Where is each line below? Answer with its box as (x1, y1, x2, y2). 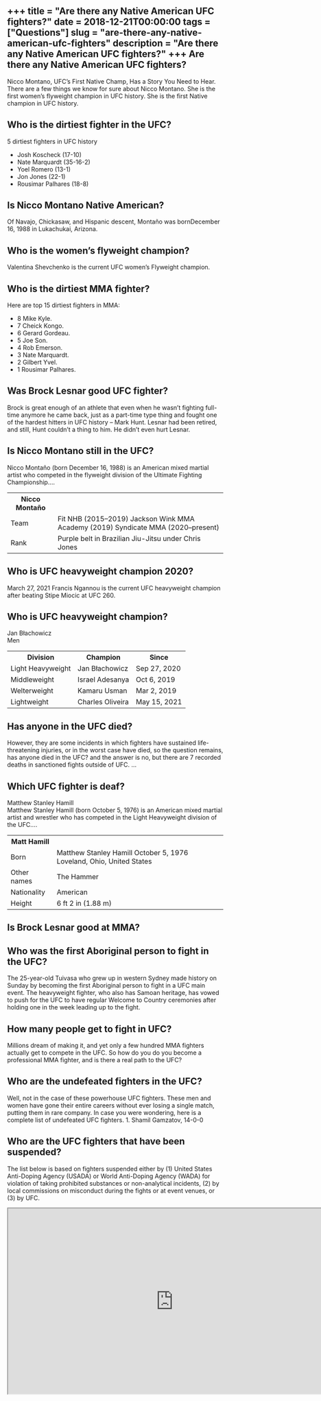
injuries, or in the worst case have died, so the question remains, (40, 746, 224, 754)
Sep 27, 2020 (136, 664, 181, 673)
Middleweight (10, 675, 55, 684)
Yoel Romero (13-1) (16, 165, 71, 173)
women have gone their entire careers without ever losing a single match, (7, 1101, 215, 1110)
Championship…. (7, 478, 56, 486)
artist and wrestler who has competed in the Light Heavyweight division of (7, 813, 217, 822)
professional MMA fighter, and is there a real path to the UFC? (7, 1055, 182, 1064)
